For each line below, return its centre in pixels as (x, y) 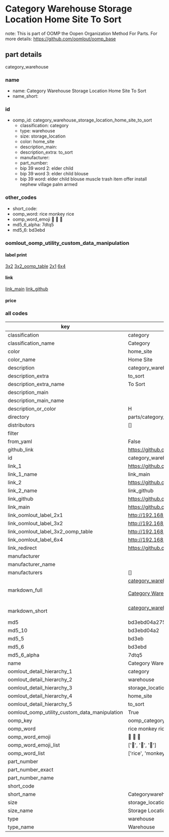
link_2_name (23, 490)
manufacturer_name (32, 564)
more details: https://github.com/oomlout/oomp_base (61, 39)
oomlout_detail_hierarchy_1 (40, 671)
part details (24, 55)
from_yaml (20, 441)
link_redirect (22, 548)
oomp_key (20, 720)
